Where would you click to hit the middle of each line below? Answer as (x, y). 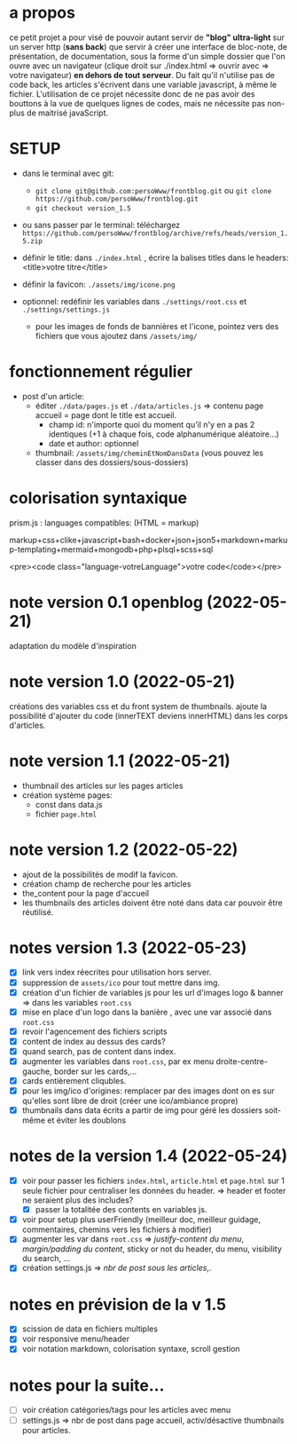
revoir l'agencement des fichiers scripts (94, 1031)
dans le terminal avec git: (68, 173)
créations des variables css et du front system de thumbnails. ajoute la (138, 706)
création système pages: (67, 795)
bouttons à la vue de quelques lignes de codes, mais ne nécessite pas (137, 103)
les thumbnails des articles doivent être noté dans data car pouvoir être (152, 903)
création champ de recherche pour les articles (106, 884)
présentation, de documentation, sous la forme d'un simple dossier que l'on (147, 56)
